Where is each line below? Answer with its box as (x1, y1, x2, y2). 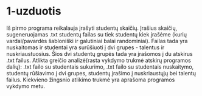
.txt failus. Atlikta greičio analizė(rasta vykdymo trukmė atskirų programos (6, 57, 192, 64)
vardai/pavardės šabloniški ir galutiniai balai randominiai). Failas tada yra (6, 37, 188, 44)
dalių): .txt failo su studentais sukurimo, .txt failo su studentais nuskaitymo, (6, 63, 194, 70)
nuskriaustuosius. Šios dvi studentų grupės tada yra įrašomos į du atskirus (6, 50, 193, 57)
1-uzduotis (6, 4, 61, 18)
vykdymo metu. (6, 82, 46, 89)
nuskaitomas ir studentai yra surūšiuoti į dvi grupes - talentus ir (6, 44, 165, 51)
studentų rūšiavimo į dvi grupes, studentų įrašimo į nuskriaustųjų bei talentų (6, 69, 197, 77)
